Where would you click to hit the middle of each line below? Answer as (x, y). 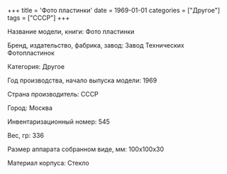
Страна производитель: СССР (53, 94)
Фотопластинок (31, 53)
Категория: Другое (36, 66)
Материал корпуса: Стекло (49, 163)
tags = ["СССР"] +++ (39, 18)
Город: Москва (30, 108)
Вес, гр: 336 (26, 135)
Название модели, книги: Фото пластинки (71, 32)
